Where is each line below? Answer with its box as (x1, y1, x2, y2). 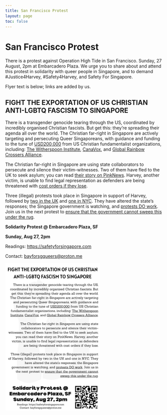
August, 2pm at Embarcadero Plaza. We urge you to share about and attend (5, 63, 161, 69)
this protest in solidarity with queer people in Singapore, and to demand (5, 69, 153, 75)
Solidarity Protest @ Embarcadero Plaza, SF (5, 224, 98, 230)
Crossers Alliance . (5, 152, 43, 158)
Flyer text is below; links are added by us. (5, 84, 91, 90)
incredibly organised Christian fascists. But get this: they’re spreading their (5, 125, 159, 131)
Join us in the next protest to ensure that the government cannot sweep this (5, 209, 162, 215)
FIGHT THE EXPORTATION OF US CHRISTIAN (5, 98, 148, 107)
